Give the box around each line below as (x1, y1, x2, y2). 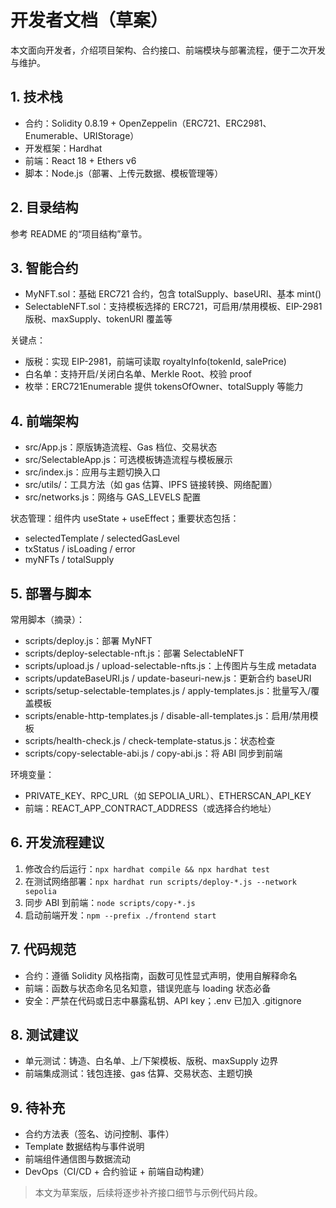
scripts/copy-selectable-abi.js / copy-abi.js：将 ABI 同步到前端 (24, 747, 283, 759)
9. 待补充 (10, 1099, 66, 1116)
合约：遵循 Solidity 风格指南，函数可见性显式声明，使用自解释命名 (24, 969, 298, 981)
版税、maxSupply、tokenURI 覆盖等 (24, 313, 173, 325)
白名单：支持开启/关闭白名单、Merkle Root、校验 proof (24, 368, 253, 380)
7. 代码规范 (10, 941, 77, 958)
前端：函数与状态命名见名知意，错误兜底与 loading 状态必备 (24, 982, 272, 994)
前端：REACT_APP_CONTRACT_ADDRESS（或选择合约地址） (24, 802, 277, 814)
